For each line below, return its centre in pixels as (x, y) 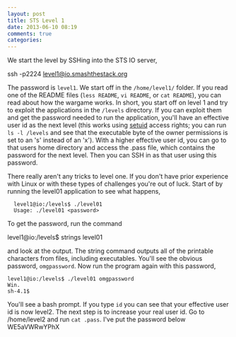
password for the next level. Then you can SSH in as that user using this (112, 155)
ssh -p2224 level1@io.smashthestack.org (67, 74)
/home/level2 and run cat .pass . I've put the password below (96, 319)
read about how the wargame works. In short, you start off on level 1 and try (118, 102)
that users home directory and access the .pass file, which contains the (111, 148)
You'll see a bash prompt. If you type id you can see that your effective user (118, 305)
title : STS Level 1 (36, 20)
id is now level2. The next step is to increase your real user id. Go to (106, 312)
